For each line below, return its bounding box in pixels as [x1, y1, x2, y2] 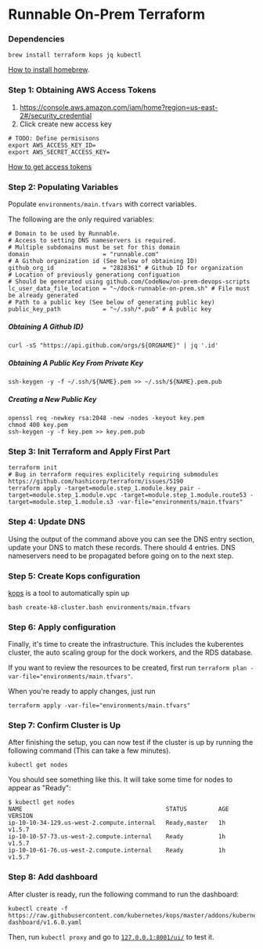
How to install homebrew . [8, 65, 90, 75]
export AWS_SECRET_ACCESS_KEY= [8, 148, 110, 156]
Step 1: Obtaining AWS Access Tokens [8, 85, 157, 96]
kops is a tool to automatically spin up [8, 588, 130, 597]
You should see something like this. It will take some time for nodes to [8, 775, 233, 784]
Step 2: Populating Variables [8, 181, 119, 192]
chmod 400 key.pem [8, 421, 68, 429]
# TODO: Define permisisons [8, 134, 100, 142]
